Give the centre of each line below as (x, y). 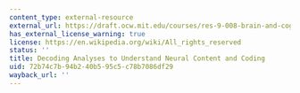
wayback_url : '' (39, 75)
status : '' (29, 50)
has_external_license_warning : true (77, 34)
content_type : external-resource (71, 17)
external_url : (36, 26)
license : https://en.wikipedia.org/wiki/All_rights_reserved (125, 42)
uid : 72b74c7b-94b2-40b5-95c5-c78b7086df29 (92, 67)
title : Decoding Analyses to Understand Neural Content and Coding (137, 58)
